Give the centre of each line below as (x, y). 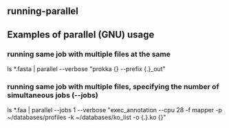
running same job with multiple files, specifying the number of (113, 87)
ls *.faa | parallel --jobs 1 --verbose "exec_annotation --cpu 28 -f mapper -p (115, 110)
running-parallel (43, 11)
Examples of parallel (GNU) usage (81, 35)
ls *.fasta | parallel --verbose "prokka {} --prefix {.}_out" (87, 69)
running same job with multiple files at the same (89, 54)
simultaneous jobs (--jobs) (53, 95)
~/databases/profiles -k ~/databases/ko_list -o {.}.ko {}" (87, 117)
